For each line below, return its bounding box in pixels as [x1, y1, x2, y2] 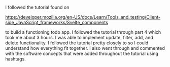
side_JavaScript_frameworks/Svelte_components [5, 20, 108, 25]
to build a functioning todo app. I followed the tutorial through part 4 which [5, 29, 161, 35]
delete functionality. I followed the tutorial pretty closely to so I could [5, 40, 149, 46]
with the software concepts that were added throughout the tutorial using [5, 50, 159, 56]
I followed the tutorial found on [5, 5, 70, 10]
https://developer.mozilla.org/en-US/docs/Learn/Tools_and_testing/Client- [5, 14, 161, 20]
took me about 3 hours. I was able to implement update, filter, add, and [5, 35, 153, 40]
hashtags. [5, 56, 26, 62]
